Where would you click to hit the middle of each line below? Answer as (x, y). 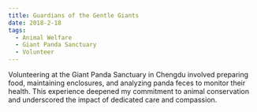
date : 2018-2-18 (35, 23)
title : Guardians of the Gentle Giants (74, 15)
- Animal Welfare (44, 37)
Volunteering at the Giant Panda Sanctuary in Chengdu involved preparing (128, 75)
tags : (17, 30)
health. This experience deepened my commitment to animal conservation (129, 91)
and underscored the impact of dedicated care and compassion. (113, 100)
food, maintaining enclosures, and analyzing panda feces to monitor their (127, 83)
